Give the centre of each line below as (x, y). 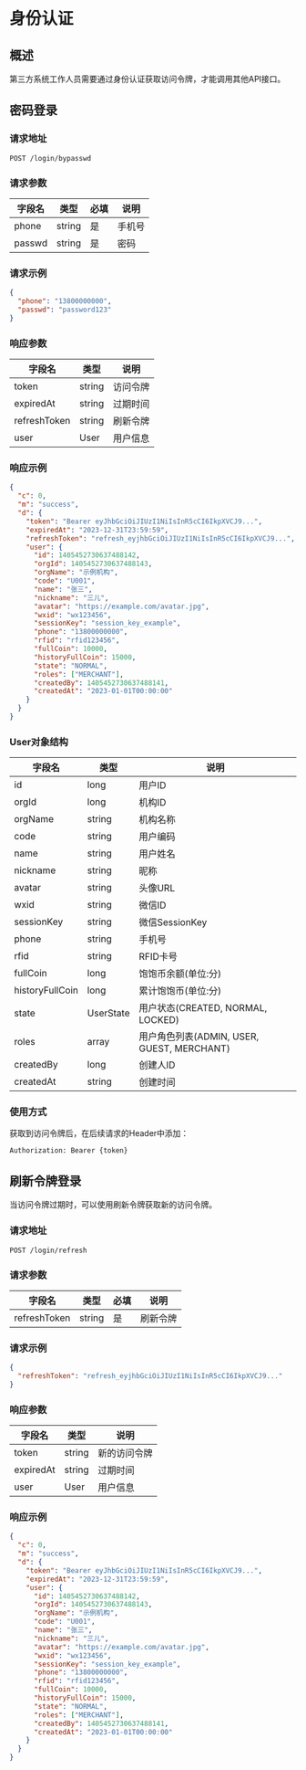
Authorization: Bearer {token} (69, 1151)
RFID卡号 (158, 957)
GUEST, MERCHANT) (184, 1048)
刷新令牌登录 (46, 1180)
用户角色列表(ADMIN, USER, (199, 1037)
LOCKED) (159, 1020)
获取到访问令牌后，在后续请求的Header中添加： (99, 1133)
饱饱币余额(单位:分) (180, 974)
